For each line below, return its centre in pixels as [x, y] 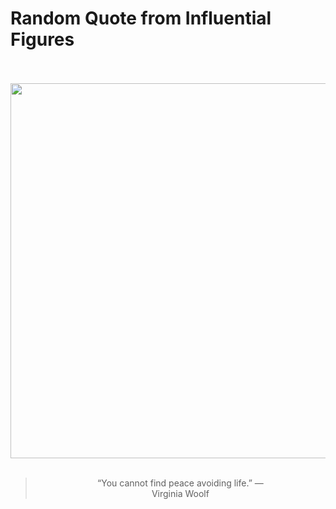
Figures [42, 39]
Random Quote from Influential [141, 18]
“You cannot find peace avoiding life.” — [180, 483]
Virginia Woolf [180, 493]
